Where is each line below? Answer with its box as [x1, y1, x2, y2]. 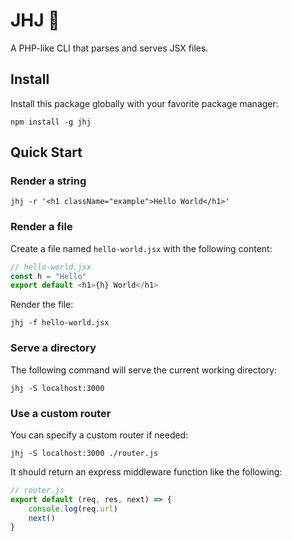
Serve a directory [10, 341, 97, 355]
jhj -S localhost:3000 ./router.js [10, 448, 159, 458]
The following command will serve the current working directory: [10, 364, 278, 376]
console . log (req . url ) [28, 504, 118, 514]
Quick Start [10, 144, 83, 161]
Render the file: [10, 299, 74, 311]
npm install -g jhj [10, 117, 92, 127]
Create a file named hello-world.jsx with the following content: [10, 242, 273, 254]
